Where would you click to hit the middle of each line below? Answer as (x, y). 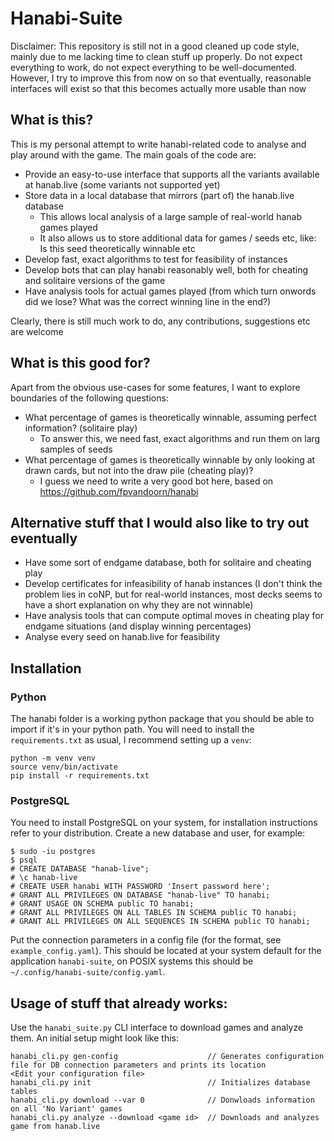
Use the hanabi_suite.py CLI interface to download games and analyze (157, 1028)
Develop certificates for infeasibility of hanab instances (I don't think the (173, 584)
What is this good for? (80, 363)
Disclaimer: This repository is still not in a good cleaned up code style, (155, 46)
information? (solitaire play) (81, 428)
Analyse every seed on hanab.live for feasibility (122, 637)
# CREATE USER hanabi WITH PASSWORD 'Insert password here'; (140, 887)
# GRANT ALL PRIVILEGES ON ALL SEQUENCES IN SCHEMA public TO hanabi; (160, 922)
